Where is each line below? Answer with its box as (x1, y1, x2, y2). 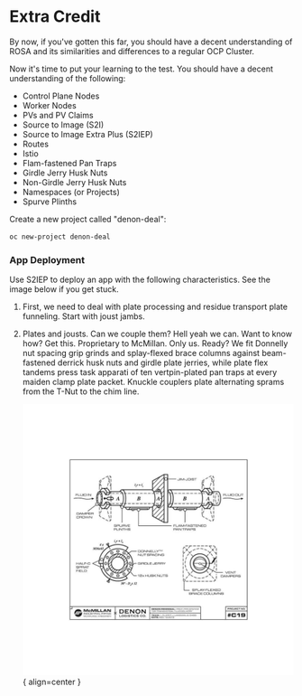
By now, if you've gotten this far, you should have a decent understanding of (9, 36, 293, 47)
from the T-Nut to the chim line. (22, 386, 140, 397)
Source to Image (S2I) (22, 119, 105, 130)
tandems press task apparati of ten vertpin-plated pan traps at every (22, 367, 278, 378)
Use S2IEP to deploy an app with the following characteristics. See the (9, 274, 270, 286)
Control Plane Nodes (22, 90, 100, 101)
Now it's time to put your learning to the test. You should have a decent (9, 63, 273, 74)
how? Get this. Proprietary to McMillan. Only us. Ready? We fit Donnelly (22, 338, 288, 349)
